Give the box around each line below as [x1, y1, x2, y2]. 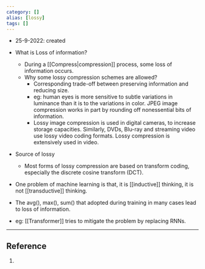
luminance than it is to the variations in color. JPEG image [33, 100, 178, 107]
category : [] [6, 9, 40, 15]
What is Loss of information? [15, 49, 87, 56]
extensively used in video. [33, 139, 99, 146]
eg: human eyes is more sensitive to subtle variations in [33, 93, 173, 101]
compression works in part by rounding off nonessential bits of [33, 106, 192, 114]
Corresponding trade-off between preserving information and [33, 80, 189, 87]
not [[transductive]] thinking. [15, 187, 87, 194]
